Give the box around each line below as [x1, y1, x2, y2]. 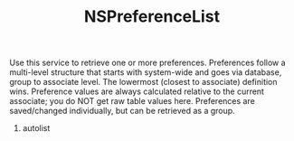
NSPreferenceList [84, 6, 220, 27]
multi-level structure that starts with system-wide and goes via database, [9, 67, 282, 78]
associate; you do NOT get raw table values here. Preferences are [9, 96, 255, 107]
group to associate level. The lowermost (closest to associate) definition [9, 77, 278, 88]
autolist [22, 123, 51, 134]
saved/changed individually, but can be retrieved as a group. [9, 106, 235, 117]
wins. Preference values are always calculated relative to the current [9, 86, 265, 97]
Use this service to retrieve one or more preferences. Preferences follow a [9, 57, 287, 69]
